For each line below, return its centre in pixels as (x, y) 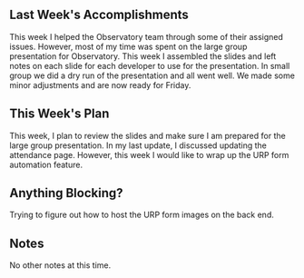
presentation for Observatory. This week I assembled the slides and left (143, 56)
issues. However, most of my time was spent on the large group (128, 46)
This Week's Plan (59, 114)
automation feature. (46, 164)
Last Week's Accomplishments (99, 15)
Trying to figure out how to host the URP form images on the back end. (142, 215)
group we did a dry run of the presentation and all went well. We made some (152, 75)
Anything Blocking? (67, 193)
